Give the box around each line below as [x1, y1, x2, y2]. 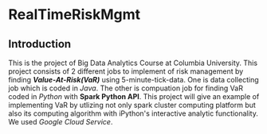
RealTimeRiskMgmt [8, 6, 141, 24]
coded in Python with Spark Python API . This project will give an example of [8, 92, 260, 101]
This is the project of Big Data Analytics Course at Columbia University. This [8, 58, 257, 67]
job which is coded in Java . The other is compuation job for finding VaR [8, 83, 243, 93]
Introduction [8, 37, 72, 51]
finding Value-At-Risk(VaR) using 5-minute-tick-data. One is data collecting [8, 75, 259, 84]
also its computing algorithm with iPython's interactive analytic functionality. [8, 109, 259, 118]
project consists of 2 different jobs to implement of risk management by [8, 67, 244, 76]
